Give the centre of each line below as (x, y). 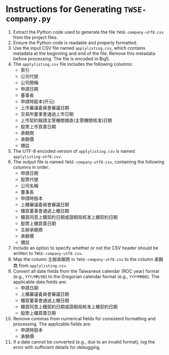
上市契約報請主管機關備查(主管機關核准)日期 (66, 120)
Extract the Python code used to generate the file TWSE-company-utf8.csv (88, 32)
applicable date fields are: (40, 282)
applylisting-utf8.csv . (37, 156)
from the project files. (35, 37)
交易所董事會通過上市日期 (47, 114)
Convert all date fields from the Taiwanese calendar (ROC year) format (86, 271)
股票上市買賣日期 (38, 126)
